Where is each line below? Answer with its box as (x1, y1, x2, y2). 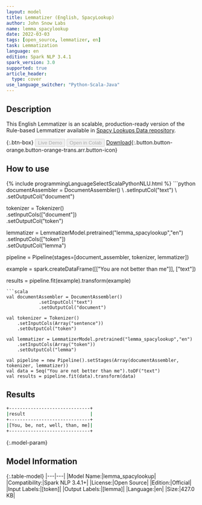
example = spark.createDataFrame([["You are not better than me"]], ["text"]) (6, 265, 196, 272)
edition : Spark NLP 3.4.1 (6, 54, 71, 60)
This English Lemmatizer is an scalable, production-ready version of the (6, 120, 185, 127)
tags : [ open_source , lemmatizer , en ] (6, 37, 101, 43)
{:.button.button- (131, 138, 173, 146)
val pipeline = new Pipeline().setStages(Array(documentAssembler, (6, 357, 180, 363)
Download (106, 138, 131, 146)
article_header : (6, 71, 47, 77)
